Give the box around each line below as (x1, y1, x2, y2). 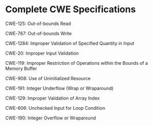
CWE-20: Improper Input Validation (5, 50, 79, 56)
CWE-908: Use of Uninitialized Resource (5, 75, 91, 81)
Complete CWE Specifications (5, 4, 136, 15)
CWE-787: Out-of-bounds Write (5, 30, 72, 36)
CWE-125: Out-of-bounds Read (5, 20, 71, 27)
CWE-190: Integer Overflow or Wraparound (5, 115, 96, 121)
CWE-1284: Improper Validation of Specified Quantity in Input (5, 40, 135, 46)
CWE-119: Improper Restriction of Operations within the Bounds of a (5, 60, 148, 66)
